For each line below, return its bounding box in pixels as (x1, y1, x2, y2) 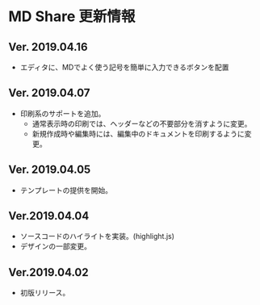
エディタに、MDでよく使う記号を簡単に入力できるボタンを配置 (19, 62, 229, 72)
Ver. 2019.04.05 (8, 163, 91, 177)
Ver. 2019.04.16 (8, 40, 88, 53)
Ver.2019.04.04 (8, 209, 90, 223)
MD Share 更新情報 (8, 7, 136, 26)
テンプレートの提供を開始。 (19, 185, 113, 194)
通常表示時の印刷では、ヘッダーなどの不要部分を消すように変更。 (31, 119, 252, 128)
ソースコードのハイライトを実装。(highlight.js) (19, 232, 175, 241)
